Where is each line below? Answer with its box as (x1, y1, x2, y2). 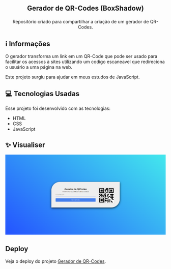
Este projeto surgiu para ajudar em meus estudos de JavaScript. (5, 74, 140, 80)
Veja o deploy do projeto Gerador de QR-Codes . (5, 258, 106, 264)
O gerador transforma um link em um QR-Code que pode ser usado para (5, 53, 158, 59)
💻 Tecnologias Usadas (5, 89, 80, 98)
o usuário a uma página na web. (5, 64, 73, 70)
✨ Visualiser (5, 141, 45, 150)
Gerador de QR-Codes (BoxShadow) (27, 4, 144, 13)
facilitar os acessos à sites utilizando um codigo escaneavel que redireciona (5, 58, 165, 65)
